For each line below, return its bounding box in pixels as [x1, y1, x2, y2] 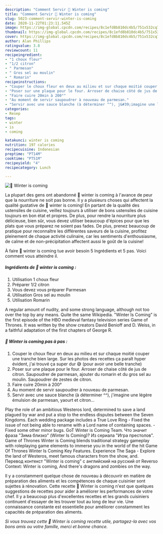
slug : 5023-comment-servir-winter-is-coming [5, 16, 97, 21]
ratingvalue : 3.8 [5, 43, 40, 48]
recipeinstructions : [5, 79, 47, 84]
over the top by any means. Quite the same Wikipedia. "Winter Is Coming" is [5, 312, 157, 318]
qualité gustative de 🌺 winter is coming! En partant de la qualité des [5, 202, 140, 208]
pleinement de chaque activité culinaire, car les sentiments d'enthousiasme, [5, 233, 157, 239]
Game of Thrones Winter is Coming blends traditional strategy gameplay [5, 438, 150, 444]
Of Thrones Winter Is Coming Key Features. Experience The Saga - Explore [5, 448, 155, 454]
